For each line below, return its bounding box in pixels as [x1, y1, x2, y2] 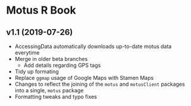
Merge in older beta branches [14, 56, 88, 62]
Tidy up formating [14, 68, 60, 75]
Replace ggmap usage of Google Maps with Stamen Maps [14, 75, 154, 81]
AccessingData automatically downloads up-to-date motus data [14, 43, 172, 50]
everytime [14, 49, 40, 56]
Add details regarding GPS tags [23, 62, 101, 69]
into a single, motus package [14, 87, 84, 94]
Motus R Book [6, 4, 76, 17]
